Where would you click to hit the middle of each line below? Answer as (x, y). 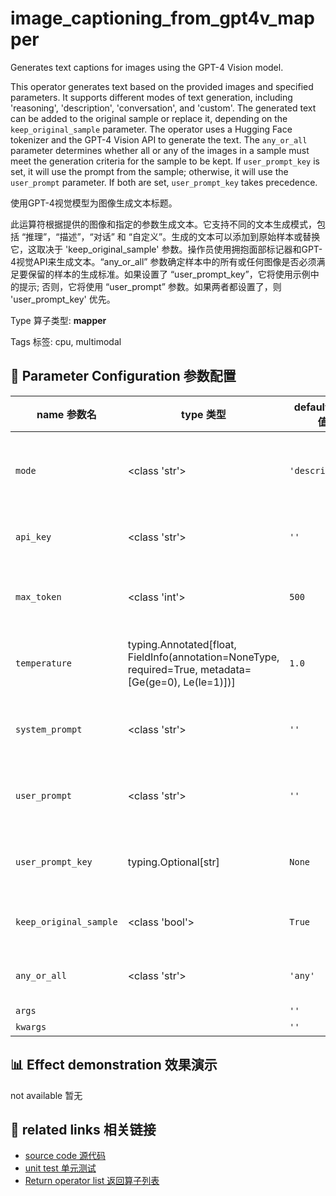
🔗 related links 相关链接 (83, 1129)
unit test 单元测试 (60, 1168)
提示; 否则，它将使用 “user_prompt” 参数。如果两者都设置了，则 (150, 286)
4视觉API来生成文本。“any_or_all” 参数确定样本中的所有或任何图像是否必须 (163, 261)
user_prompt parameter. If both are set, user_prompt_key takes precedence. (164, 182)
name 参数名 (66, 414)
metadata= (225, 669)
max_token (38, 596)
